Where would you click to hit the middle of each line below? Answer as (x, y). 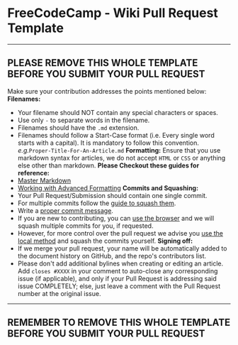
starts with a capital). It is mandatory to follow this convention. (108, 143)
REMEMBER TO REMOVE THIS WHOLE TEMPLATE (119, 323)
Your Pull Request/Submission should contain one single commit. (112, 195)
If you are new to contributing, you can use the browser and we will (116, 218)
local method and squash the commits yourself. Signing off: (105, 241)
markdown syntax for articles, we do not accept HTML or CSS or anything (121, 158)
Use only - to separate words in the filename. (84, 120)
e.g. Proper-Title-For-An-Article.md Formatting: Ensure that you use (119, 150)
